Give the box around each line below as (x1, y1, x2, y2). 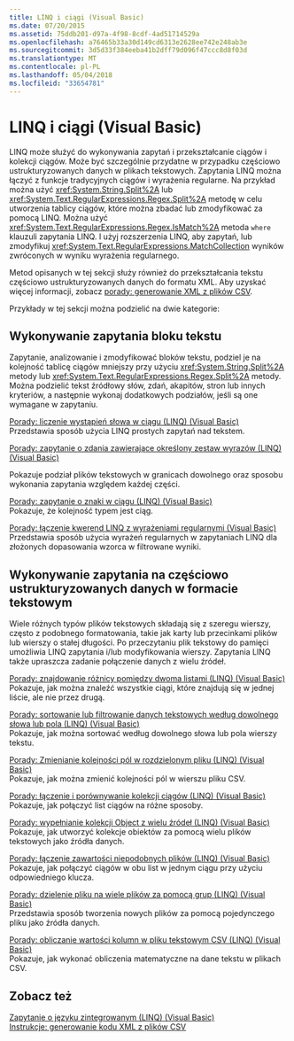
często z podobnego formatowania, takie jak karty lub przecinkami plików (9, 628, 278, 639)
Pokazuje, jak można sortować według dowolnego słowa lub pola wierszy (9, 728, 277, 739)
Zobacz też (9, 989, 73, 1004)
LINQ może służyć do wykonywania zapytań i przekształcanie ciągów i (9, 146, 267, 157)
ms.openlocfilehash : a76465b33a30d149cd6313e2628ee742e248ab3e (9, 37, 248, 47)
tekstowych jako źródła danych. (9, 836, 125, 847)
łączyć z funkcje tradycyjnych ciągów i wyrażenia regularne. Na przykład (9, 175, 276, 185)
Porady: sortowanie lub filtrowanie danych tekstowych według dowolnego (9, 710, 279, 720)
